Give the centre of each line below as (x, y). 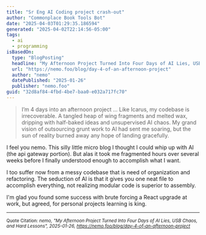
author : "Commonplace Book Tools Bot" (56, 18)
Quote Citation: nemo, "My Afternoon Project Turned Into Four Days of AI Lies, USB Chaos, (102, 221)
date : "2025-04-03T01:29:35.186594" (53, 23)
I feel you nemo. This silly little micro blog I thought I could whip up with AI (100, 147)
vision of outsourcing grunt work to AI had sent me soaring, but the (106, 129)
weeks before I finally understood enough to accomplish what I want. (93, 160)
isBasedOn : (20, 52)
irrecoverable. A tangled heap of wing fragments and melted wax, (105, 116)
